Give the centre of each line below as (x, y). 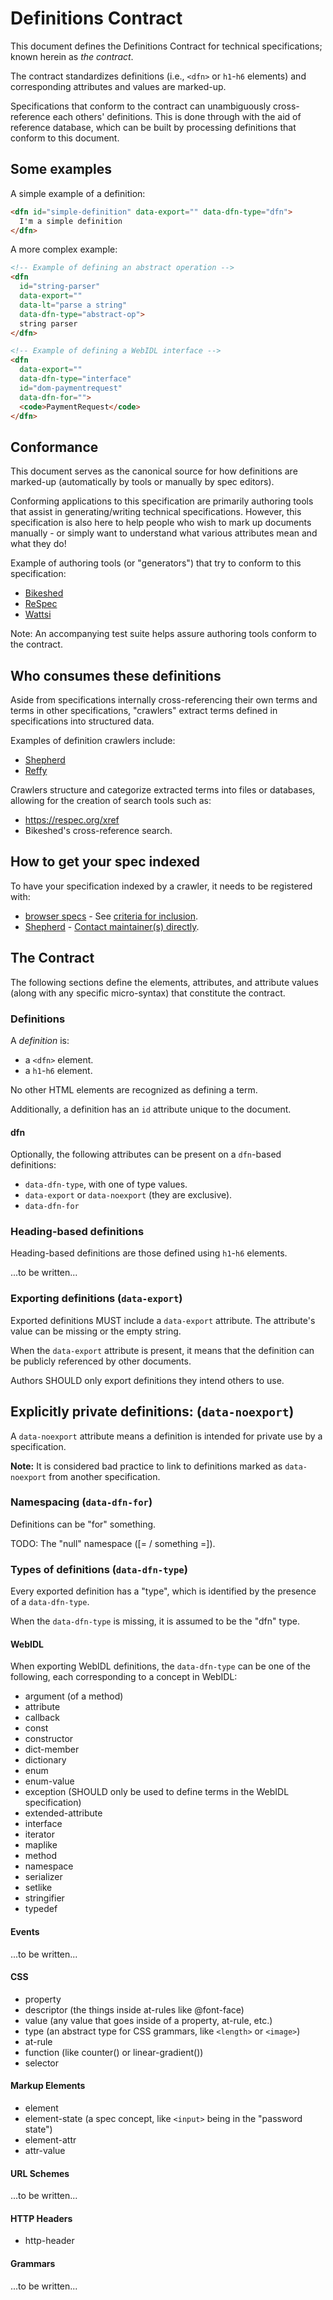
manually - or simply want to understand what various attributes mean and (164, 533)
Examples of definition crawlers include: (93, 740)
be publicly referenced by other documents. (101, 1361)
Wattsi (38, 614)
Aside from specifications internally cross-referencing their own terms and (164, 700)
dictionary (45, 1760)
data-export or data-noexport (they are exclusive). (128, 1195)
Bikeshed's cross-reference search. (98, 830)
